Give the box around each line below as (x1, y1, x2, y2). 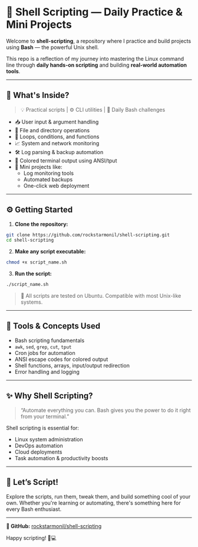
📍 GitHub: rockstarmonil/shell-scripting (6, 522, 102, 529)
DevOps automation (14, 442, 64, 449)
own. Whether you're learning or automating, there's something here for (6, 499, 181, 506)
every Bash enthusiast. (6, 505, 62, 513)
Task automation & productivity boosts (14, 454, 108, 461)
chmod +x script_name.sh (6, 259, 67, 265)
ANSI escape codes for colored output (14, 356, 108, 363)
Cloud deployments (14, 448, 62, 455)
